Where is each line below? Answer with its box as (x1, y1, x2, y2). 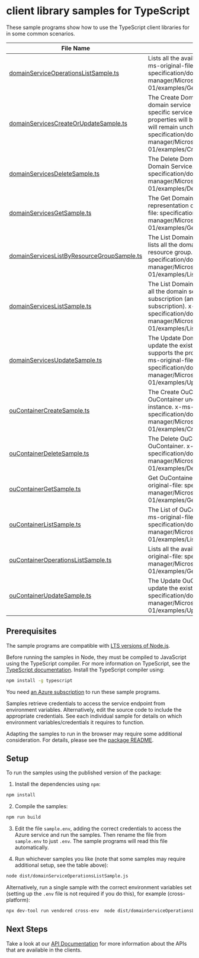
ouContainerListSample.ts (9, 520, 81, 528)
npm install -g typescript (6, 677, 73, 683)
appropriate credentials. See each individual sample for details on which (6, 712, 182, 719)
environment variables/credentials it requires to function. (6, 718, 145, 726)
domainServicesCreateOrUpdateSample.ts (9, 119, 127, 127)
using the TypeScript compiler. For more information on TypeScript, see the (6, 660, 191, 667)
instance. (147, 403, 174, 411)
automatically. (14, 844, 49, 851)
